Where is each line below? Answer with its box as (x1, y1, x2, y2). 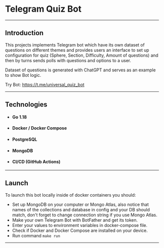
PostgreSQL (12, 136, 38, 142)
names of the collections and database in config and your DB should (12, 206, 150, 212)
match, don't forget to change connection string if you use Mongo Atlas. (12, 212, 158, 218)
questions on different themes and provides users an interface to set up (5, 47, 149, 53)
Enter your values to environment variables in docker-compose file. (12, 222, 148, 228)
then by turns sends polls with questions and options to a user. (5, 57, 131, 63)
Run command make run (12, 232, 61, 238)
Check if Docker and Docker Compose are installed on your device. (12, 227, 148, 233)
